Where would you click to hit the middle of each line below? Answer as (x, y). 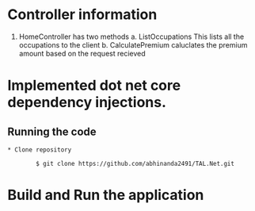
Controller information (82, 15)
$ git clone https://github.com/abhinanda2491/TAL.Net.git (135, 163)
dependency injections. (87, 103)
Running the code (52, 131)
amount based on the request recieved (82, 53)
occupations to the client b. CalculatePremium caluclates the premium (133, 44)
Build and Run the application (106, 195)
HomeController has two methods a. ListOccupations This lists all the (131, 36)
